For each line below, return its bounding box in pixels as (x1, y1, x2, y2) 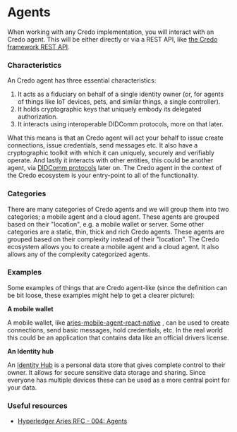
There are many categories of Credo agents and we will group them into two (7, 205, 229, 213)
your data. (7, 383, 37, 392)
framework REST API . (7, 42, 70, 51)
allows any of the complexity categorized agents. (7, 250, 150, 258)
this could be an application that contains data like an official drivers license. (7, 333, 229, 342)
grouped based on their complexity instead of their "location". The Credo (7, 234, 219, 244)
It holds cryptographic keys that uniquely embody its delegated (17, 105, 202, 114)
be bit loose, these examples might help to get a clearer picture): (7, 291, 195, 299)
